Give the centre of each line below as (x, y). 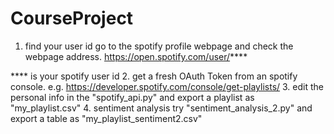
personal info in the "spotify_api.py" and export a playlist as (132, 97)
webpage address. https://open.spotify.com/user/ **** (136, 56)
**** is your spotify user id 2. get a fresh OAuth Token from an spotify (154, 76)
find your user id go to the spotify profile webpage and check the (159, 46)
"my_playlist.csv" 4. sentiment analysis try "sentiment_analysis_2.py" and (161, 108)
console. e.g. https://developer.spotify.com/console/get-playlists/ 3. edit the (167, 86)
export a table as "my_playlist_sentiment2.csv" (106, 118)
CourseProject (72, 18)
